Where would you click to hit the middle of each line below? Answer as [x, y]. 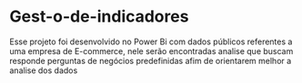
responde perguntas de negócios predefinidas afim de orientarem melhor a [151, 60]
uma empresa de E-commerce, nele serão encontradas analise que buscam [151, 51]
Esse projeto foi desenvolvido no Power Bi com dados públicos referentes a [151, 41]
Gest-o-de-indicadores [99, 17]
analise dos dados [44, 70]
